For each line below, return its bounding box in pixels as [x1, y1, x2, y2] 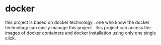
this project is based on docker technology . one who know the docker [5, 19, 150, 25]
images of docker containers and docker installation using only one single [5, 30, 157, 36]
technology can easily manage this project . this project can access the [5, 24, 151, 30]
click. [5, 35, 16, 41]
